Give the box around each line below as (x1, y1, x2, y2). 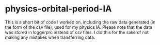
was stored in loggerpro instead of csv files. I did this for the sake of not (5, 29, 149, 35)
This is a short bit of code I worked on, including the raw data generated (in (5, 19, 156, 25)
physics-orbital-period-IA (5, 3, 112, 14)
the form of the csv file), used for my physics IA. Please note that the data (5, 24, 153, 30)
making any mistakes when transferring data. (5, 34, 96, 40)
